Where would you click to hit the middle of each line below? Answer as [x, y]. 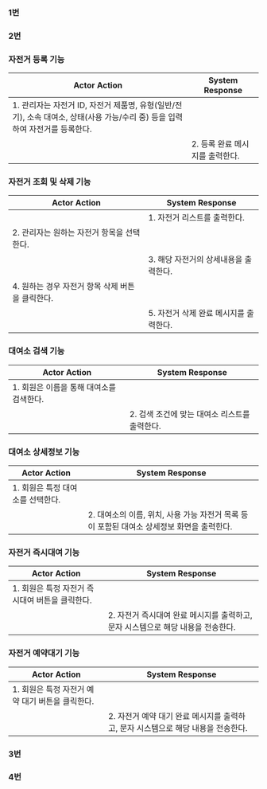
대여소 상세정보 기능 [44, 451]
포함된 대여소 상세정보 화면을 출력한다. [165, 527]
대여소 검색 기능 [37, 351]
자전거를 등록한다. [61, 129]
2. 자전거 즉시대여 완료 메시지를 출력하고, [180, 615]
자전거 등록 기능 [37, 59]
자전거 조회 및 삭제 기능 [50, 182]
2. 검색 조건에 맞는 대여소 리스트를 [190, 414]
